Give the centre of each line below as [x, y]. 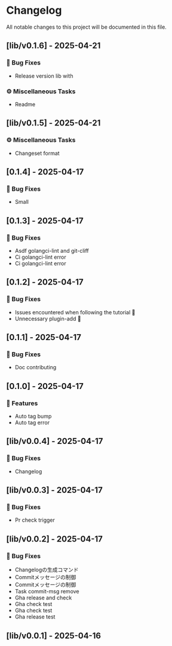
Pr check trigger [35, 520]
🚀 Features [22, 403]
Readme [25, 104]
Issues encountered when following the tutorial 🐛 [75, 312]
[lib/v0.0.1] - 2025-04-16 [54, 636]
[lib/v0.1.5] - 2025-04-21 [53, 123]
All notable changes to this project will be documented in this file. [87, 27]
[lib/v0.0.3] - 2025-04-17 [54, 490]
